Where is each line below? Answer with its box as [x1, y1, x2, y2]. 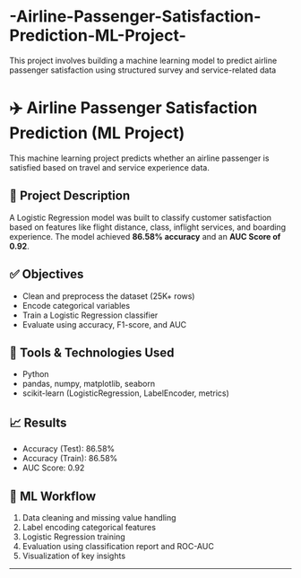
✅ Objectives [9, 267, 84, 282]
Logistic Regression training [21, 531, 125, 542]
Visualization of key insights [21, 550, 126, 561]
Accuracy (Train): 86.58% [21, 453, 118, 464]
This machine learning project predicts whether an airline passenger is [9, 153, 270, 163]
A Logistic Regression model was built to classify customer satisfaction [9, 212, 271, 223]
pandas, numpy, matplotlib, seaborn [21, 379, 156, 390]
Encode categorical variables [21, 300, 131, 311]
